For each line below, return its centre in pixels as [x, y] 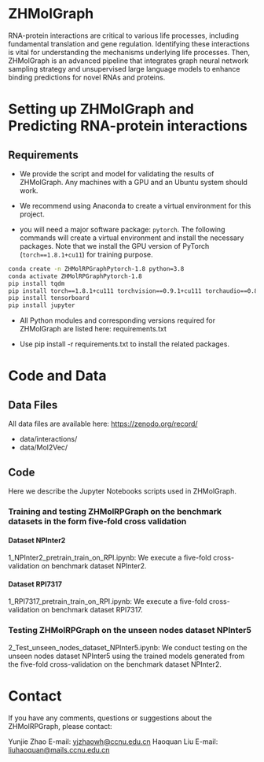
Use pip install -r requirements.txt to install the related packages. [125, 344]
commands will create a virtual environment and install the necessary [132, 238]
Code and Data [57, 376]
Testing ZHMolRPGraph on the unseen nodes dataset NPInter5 [130, 631]
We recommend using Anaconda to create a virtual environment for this [135, 205]
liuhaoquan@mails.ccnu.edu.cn [59, 749]
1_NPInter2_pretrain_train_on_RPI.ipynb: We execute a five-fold [110, 558]
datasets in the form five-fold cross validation [97, 521]
